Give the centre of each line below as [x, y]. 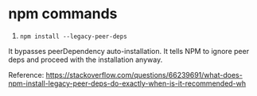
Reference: [26, 75]
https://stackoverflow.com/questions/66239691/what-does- [144, 75]
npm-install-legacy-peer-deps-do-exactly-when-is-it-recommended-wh [127, 83]
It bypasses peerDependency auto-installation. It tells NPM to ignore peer [128, 51]
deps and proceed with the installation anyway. [86, 60]
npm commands [63, 14]
